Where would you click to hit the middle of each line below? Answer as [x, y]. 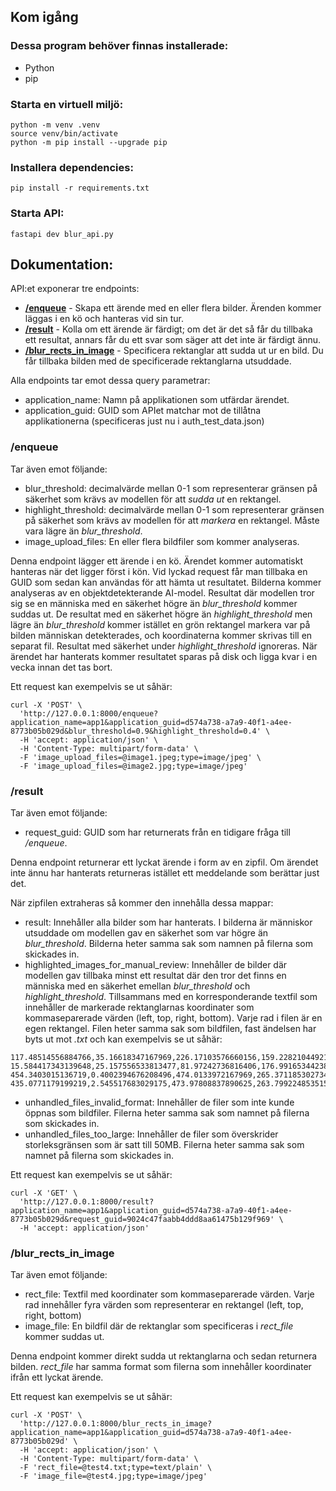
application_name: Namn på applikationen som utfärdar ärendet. [157, 400]
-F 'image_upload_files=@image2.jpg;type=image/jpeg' [133, 766]
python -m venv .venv [55, 125]
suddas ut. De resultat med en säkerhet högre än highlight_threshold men [161, 614]
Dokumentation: [62, 264]
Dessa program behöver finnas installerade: [119, 46]
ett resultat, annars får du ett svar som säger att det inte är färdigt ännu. [173, 340]
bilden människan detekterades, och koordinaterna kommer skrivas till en [161, 635]
